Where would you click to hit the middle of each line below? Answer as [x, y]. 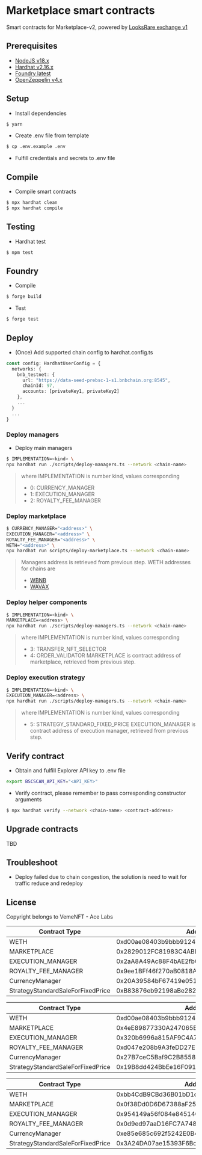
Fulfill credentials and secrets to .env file [65, 158]
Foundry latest [33, 73]
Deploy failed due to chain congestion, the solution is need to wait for [101, 877]
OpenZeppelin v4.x [38, 79]
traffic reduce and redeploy [49, 883]
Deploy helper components [47, 602]
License [21, 902]
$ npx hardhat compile [35, 208]
